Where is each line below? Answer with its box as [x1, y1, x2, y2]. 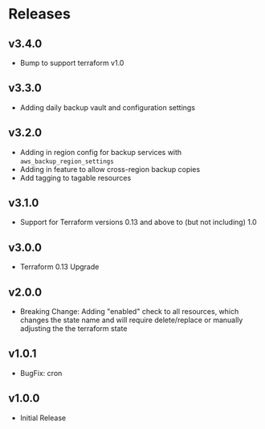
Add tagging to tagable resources [19, 173, 132, 182]
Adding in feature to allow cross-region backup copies [19, 164, 201, 174]
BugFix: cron [19, 368, 63, 378]
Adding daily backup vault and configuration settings [19, 102, 195, 112]
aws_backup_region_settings [19, 157, 114, 165]
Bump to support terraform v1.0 [19, 58, 124, 67]
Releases [8, 5, 71, 23]
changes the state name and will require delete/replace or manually [19, 315, 243, 325]
